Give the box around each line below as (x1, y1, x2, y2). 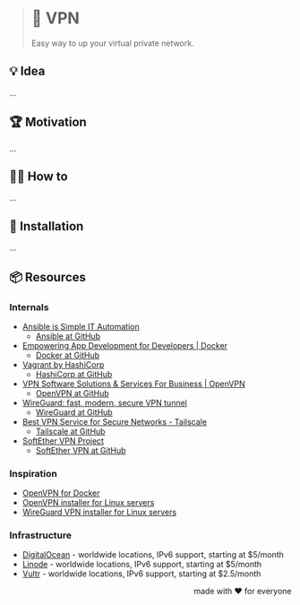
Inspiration (9, 467, 58, 480)
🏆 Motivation (9, 115, 87, 130)
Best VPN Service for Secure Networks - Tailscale (21, 416, 208, 427)
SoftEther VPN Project (21, 435, 105, 446)
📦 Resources (9, 269, 87, 285)
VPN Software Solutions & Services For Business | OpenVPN (21, 378, 245, 389)
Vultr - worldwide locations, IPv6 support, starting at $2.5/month (21, 568, 261, 579)
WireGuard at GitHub (35, 407, 114, 418)
